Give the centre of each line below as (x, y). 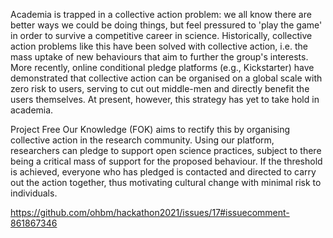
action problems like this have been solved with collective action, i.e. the (159, 46)
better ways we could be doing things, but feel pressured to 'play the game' (166, 25)
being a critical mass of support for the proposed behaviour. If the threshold (166, 161)
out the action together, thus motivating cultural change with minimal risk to (166, 182)
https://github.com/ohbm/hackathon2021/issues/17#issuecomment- (150, 212)
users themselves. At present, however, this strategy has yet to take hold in (165, 99)
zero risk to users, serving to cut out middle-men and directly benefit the (160, 88)
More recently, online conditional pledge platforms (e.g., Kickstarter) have (162, 67)
